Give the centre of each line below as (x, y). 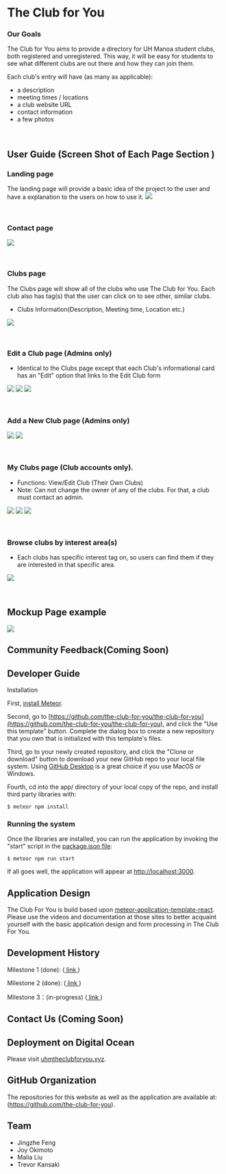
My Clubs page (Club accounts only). (70, 468)
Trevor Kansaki (38, 1164)
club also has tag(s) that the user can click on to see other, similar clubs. (109, 296)
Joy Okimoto (35, 1150)
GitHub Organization (52, 1080)
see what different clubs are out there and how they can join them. (101, 64)
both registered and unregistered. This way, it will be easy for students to (110, 56)
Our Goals (24, 34)
